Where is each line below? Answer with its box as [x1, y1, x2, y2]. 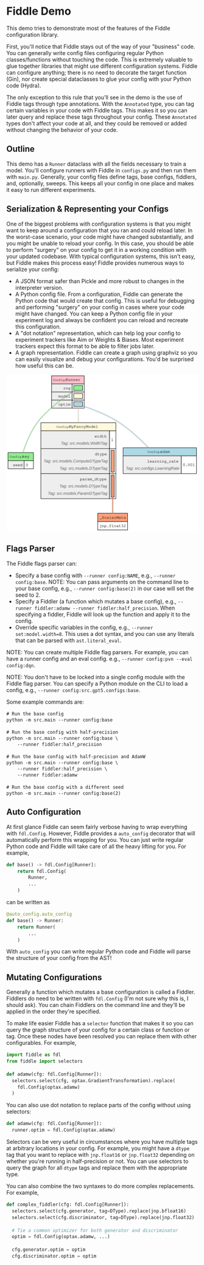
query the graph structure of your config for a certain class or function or [6, 1026, 190, 1034]
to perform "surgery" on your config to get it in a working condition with [6, 246, 187, 253]
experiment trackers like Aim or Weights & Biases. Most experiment [15, 336, 184, 343]
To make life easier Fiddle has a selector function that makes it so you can [6, 1020, 194, 1027]
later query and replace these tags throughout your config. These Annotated [6, 113, 197, 120]
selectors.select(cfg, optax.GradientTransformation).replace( [12, 1077, 175, 1083]
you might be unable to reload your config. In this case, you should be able [6, 240, 194, 247]
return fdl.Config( [17, 868, 67, 874]
